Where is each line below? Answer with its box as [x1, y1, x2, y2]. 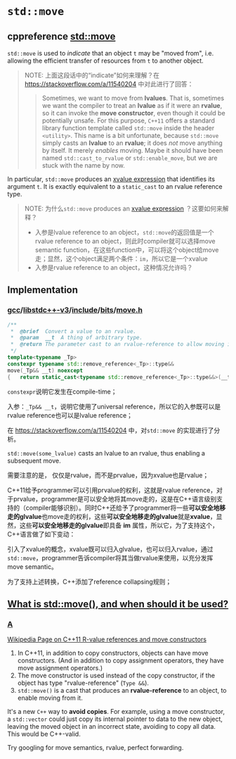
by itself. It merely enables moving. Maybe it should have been [41, 146, 223, 154]
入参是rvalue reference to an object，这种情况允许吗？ [34, 263, 193, 272]
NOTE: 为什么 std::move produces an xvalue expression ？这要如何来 [24, 204, 223, 213]
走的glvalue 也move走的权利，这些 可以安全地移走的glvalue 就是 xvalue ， [7, 512, 216, 520]
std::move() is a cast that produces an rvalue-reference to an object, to [17, 686, 227, 695]
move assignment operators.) [17, 664, 103, 672]
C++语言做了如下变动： [7, 529, 76, 538]
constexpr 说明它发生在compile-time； [7, 387, 117, 396]
